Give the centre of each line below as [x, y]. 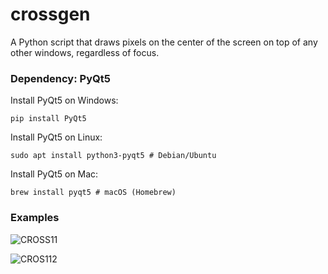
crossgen [50, 14]
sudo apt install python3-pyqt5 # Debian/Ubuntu [113, 156]
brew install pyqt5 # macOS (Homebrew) [93, 193]
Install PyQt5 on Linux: [56, 137]
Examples [35, 218]
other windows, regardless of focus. [85, 52]
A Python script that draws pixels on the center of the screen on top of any [164, 42]
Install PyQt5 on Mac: [54, 174]
